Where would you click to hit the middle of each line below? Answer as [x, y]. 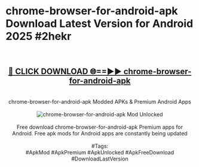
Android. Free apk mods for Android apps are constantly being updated [100, 133]
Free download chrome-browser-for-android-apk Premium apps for [100, 127]
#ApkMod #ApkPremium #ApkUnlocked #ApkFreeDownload [100, 152]
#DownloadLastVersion [100, 159]
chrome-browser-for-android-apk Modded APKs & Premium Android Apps [100, 101]
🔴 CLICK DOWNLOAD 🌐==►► [65, 72]
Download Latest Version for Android [99, 24]
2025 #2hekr [39, 36]
